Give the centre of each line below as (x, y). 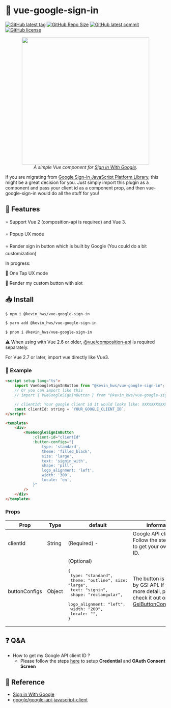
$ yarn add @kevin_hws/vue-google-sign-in (51, 323)
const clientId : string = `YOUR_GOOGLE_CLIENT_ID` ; (70, 409)
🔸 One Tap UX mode (27, 273)
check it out (147, 598)
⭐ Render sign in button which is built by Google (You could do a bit (76, 246)
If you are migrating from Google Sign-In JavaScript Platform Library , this (82, 177)
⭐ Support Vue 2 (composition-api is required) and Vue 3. (66, 222)
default (98, 525)
